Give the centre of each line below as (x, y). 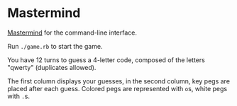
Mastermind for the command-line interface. (72, 33)
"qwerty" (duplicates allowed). (52, 67)
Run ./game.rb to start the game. (55, 46)
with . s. (19, 96)
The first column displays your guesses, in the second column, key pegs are (119, 81)
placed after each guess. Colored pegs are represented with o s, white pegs (117, 88)
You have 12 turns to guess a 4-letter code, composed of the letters (106, 60)
